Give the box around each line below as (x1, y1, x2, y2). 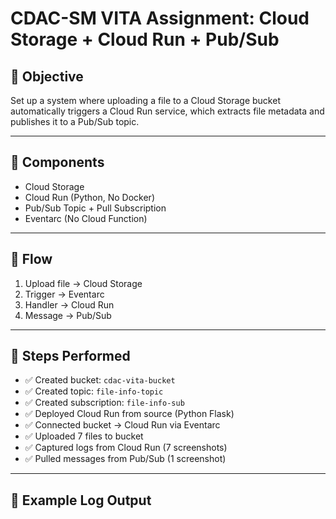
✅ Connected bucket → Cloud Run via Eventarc (24, 419, 221, 431)
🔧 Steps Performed (10, 348, 131, 365)
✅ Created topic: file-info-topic (24, 385, 164, 397)
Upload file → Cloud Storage (24, 277, 143, 289)
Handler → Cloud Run (24, 298, 115, 311)
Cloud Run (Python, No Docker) (24, 191, 155, 203)
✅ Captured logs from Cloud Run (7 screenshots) (24, 442, 228, 454)
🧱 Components (10, 154, 105, 171)
